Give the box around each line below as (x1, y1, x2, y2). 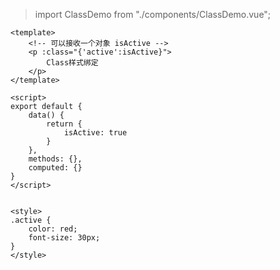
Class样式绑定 (46, 58, 99, 68)
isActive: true (63, 128, 128, 138)
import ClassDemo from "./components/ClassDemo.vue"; (34, 9, 272, 20)
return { (46, 119, 83, 129)
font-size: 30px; (28, 233, 101, 243)
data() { (28, 110, 65, 120)
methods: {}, (28, 154, 83, 164)
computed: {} (28, 163, 83, 173)
